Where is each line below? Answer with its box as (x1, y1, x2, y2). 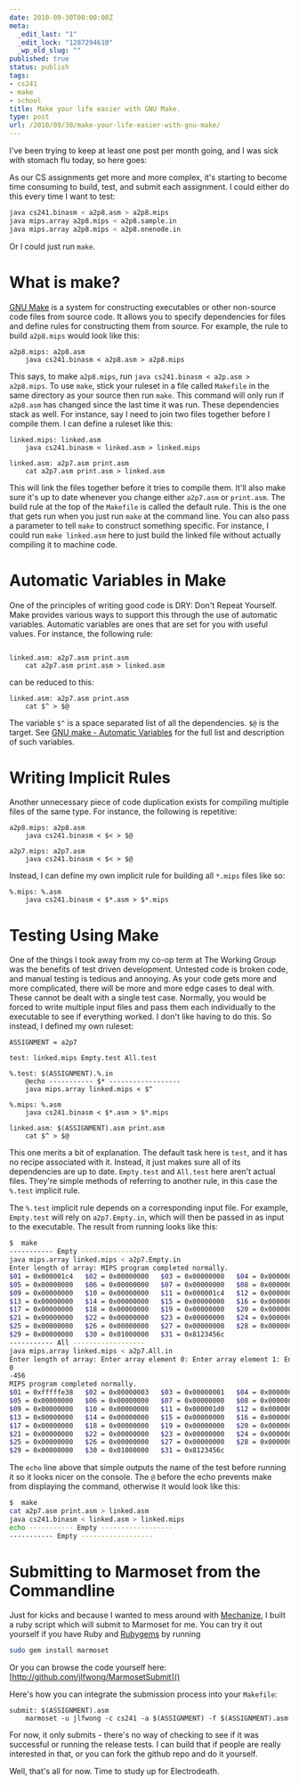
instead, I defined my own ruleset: (9, 1021, 134, 1032)
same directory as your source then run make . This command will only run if (9, 390, 285, 400)
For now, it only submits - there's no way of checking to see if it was (9, 1730, 260, 1740)
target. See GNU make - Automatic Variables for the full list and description (9, 727, 285, 737)
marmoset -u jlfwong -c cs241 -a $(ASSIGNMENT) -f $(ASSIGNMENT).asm (25, 1714, 289, 1723)
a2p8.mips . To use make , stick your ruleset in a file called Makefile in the (9, 380, 270, 391)
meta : (9, 21, 29, 30)
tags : (9, 71, 29, 80)
